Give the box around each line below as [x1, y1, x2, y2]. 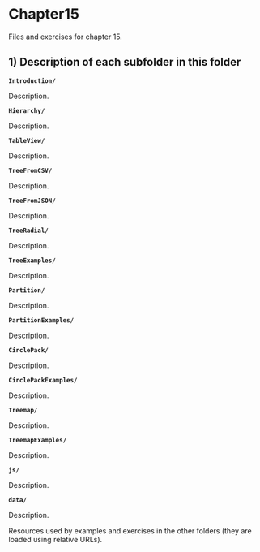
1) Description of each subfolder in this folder [8, 55, 241, 69]
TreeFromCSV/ [8, 166, 53, 175]
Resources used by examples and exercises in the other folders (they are [8, 525, 253, 536]
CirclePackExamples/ [8, 376, 79, 384]
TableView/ [8, 136, 45, 144]
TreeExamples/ [8, 257, 57, 265]
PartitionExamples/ [8, 316, 75, 325]
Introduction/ [8, 76, 57, 85]
